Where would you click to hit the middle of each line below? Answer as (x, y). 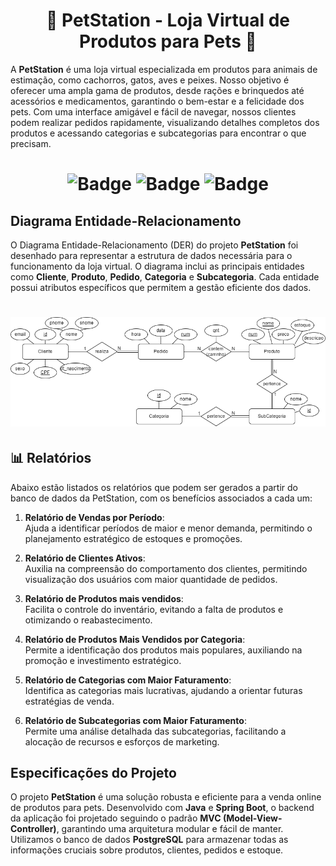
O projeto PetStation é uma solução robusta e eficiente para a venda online (166, 797)
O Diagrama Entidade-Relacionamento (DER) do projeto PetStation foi (154, 245)
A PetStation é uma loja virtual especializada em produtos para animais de (164, 69)
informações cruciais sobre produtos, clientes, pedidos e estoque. (147, 850)
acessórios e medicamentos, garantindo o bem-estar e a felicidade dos (157, 101)
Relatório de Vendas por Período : (94, 517)
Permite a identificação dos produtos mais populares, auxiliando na (163, 650)
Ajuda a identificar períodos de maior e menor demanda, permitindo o (168, 528)
